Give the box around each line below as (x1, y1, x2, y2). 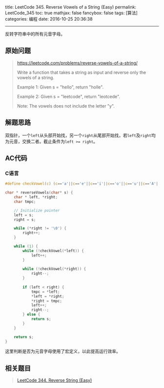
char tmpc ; (14, 199, 36, 204)
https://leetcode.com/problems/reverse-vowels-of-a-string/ (17, 60, 138, 65)
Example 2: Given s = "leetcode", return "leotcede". (17, 93, 121, 99)
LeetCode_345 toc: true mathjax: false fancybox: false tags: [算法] (5, 10, 138, 16)
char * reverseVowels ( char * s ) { (5, 190, 73, 195)
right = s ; (14, 217, 36, 222)
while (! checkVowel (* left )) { (22, 248, 84, 253)
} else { (22, 312, 41, 317)
